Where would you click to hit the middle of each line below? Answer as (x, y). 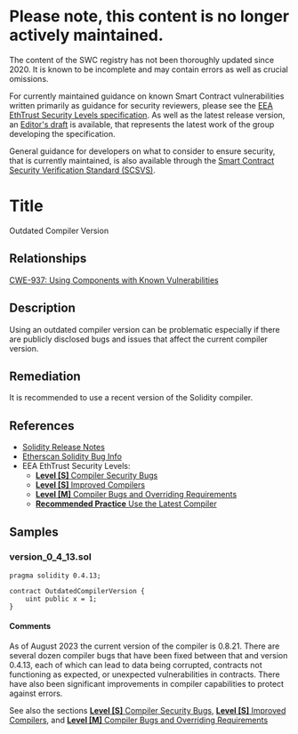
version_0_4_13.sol (50, 557)
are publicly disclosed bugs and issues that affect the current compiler (139, 339)
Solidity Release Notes (63, 448)
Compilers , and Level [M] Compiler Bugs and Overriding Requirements (139, 720)
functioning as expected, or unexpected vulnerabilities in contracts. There (145, 674)
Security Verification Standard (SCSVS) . (82, 170)
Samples (34, 532)
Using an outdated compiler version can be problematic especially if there (145, 329)
